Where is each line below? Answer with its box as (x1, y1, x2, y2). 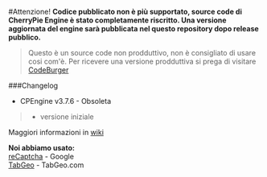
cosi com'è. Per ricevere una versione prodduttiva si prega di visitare (27, 56, 257, 66)
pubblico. (8, 32, 42, 42)
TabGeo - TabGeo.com (8, 160, 84, 170)
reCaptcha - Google (8, 152, 75, 161)
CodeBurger (27, 65, 69, 75)
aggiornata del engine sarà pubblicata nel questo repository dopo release (8, 24, 259, 33)
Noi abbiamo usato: (8, 143, 75, 152)
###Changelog (8, 80, 59, 90)
